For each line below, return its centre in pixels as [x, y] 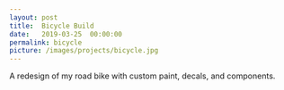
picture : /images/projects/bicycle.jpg [84, 51]
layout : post [34, 17]
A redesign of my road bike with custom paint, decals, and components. [142, 76]
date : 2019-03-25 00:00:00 [66, 34]
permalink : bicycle [46, 42]
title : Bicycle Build [52, 26]
